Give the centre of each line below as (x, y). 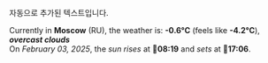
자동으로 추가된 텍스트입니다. (59, 13)
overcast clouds (40, 39)
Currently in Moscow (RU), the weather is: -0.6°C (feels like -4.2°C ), (135, 30)
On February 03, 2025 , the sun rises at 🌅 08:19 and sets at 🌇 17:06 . (130, 49)
